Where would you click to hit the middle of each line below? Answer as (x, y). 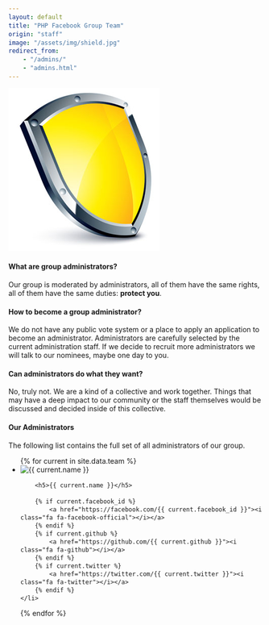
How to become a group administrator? (75, 311)
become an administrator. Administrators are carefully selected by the (124, 338)
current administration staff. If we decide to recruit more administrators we (132, 347)
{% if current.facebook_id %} (85, 501)
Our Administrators (41, 427)
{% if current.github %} (77, 533)
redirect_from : (34, 51)
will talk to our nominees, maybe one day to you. (89, 356)
